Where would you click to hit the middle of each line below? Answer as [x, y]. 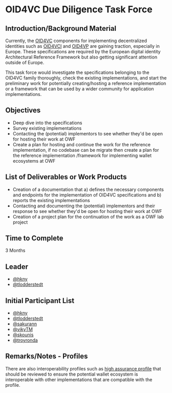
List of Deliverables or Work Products [66, 177]
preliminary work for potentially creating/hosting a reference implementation [86, 83]
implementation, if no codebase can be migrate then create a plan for [86, 150]
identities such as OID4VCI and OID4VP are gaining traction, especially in [82, 46]
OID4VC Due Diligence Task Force [79, 9]
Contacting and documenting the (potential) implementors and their [84, 206]
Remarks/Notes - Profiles [47, 356]
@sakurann [25, 324]
